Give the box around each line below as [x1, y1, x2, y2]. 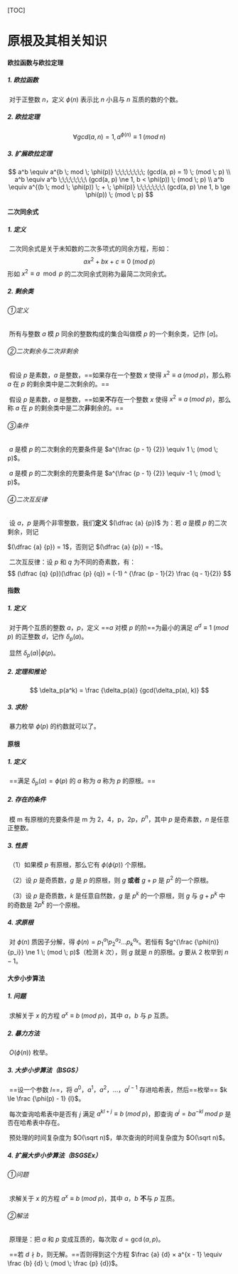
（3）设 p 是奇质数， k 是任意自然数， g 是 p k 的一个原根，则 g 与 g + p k [9, 891, 218, 900]
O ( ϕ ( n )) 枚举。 [9, 1048, 52, 1057]
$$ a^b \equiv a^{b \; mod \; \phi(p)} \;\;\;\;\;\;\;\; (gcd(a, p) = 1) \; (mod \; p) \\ [8, 168, 231, 176]
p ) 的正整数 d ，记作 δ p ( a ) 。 [7, 632, 88, 642]
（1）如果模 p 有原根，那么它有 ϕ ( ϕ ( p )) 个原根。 [9, 861, 151, 869]
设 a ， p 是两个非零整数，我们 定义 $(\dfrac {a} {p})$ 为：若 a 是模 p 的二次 [9, 518, 227, 527]
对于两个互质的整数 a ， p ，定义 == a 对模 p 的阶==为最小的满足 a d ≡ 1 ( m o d [9, 622, 229, 631]
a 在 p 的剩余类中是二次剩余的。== [7, 379, 110, 388]
